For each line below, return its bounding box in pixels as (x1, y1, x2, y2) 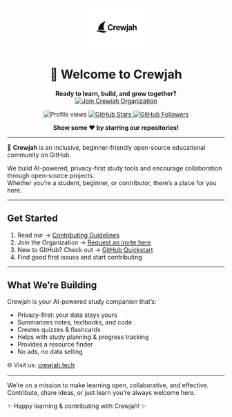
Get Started (7, 213, 58, 224)
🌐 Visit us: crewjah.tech (7, 361, 75, 369)
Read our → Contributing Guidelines (17, 231, 119, 239)
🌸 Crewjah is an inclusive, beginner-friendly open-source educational (7, 143, 206, 151)
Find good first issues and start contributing (17, 253, 143, 261)
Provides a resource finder (17, 340, 93, 349)
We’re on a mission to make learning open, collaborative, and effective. (7, 381, 209, 389)
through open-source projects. (7, 171, 95, 180)
